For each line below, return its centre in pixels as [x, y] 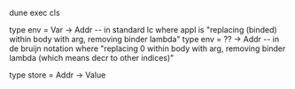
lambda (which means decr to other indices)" [92, 58]
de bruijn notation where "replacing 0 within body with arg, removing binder [147, 48]
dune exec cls [35, 13]
